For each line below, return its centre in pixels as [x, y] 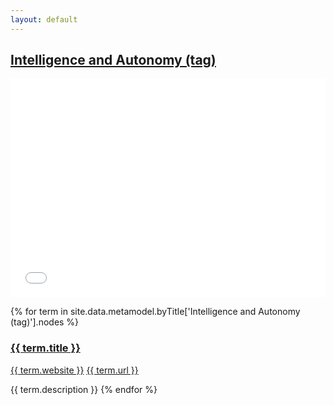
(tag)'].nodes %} [45, 322]
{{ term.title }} [45, 348]
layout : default [44, 19]
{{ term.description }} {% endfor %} [84, 389]
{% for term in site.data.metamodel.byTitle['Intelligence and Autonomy [155, 312]
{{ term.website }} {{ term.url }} [74, 370]
